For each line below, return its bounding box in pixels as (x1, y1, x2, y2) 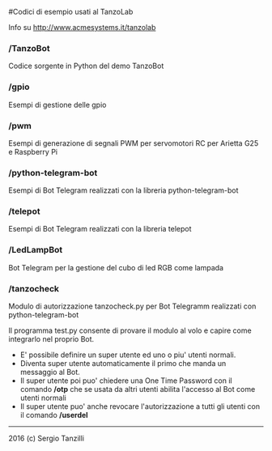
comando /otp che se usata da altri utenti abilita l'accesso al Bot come (19, 385, 256, 394)
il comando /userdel (19, 411, 88, 420)
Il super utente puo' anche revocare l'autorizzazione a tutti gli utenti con (19, 402, 261, 411)
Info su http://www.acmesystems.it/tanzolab (8, 23, 156, 32)
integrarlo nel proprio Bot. (8, 334, 95, 344)
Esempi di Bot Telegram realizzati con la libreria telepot (8, 224, 192, 234)
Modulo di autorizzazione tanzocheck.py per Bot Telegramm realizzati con (8, 301, 257, 311)
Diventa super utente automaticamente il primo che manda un (19, 359, 227, 368)
